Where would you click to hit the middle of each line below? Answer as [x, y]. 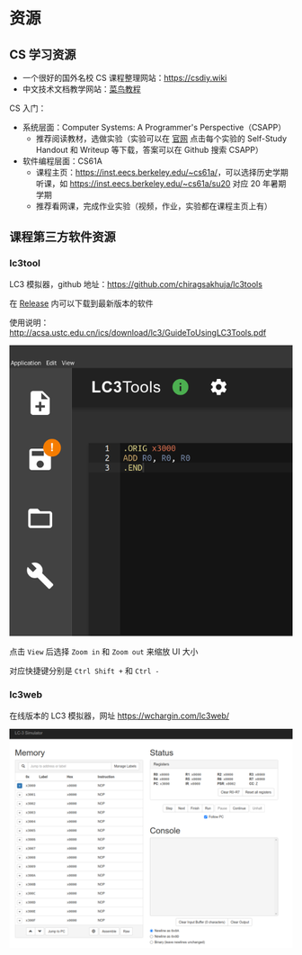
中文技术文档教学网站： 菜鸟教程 [81, 89]
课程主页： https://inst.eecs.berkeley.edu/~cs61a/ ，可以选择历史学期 [162, 172]
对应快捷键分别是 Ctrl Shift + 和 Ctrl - [84, 671]
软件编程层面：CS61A [62, 161]
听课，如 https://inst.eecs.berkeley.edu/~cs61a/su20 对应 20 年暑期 [161, 184]
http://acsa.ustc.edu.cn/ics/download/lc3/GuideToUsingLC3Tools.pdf [138, 332]
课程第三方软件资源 [62, 237]
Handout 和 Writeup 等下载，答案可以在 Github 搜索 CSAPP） [149, 150]
